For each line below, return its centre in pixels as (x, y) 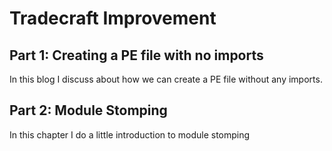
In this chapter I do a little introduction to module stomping (130, 134)
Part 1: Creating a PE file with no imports (136, 55)
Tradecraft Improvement (113, 18)
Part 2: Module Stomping (88, 110)
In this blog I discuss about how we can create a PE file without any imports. (166, 79)
